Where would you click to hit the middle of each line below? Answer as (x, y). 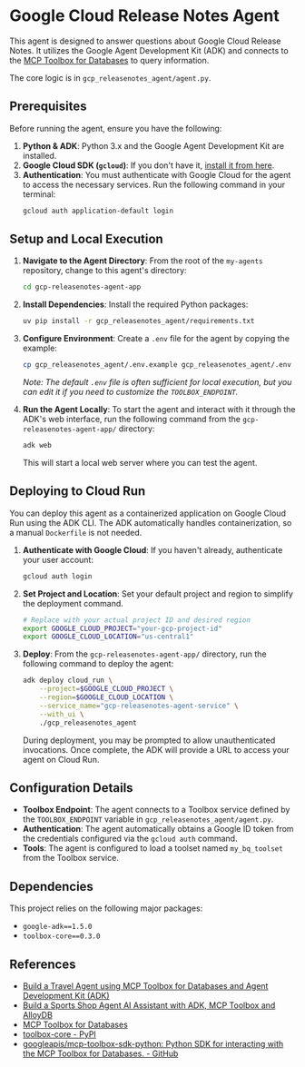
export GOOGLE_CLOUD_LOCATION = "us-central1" (108, 637)
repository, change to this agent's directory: (105, 271)
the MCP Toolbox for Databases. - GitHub (100, 1053)
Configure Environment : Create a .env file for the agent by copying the (156, 339)
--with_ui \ (62, 714)
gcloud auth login (57, 576)
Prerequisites (48, 107)
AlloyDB (37, 1014)
